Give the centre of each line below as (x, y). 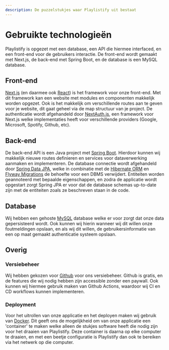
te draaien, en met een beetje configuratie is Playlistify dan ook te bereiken (83, 337)
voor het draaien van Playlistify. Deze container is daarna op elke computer (83, 331)
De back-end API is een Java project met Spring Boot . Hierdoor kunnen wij (83, 153)
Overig (16, 250)
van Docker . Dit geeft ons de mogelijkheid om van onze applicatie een (78, 321)
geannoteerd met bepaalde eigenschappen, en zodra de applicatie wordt (81, 180)
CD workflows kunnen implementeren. (45, 291)
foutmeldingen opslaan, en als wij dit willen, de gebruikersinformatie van (80, 229)
